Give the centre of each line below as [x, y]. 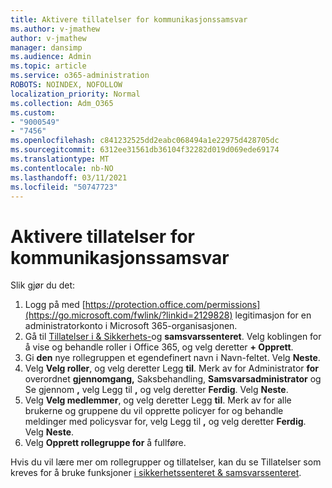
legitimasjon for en [273, 315]
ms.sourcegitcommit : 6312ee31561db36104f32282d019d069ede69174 [145, 150]
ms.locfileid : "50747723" [64, 187]
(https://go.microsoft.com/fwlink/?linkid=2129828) [128, 315]
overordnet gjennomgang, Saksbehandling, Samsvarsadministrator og [173, 379]
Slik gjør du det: [43, 285]
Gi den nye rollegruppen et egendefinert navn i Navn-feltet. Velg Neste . [172, 358]
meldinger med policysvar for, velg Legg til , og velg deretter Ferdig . [165, 422]
